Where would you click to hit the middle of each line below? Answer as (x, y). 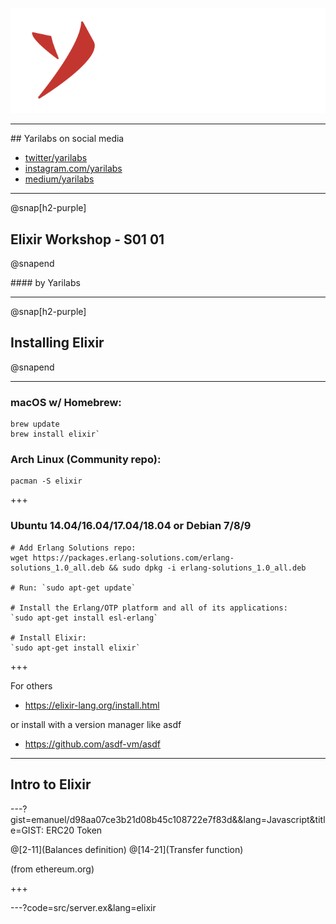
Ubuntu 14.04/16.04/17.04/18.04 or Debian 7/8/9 (131, 526)
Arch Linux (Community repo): (86, 460)
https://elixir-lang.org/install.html (92, 705)
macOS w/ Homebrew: (66, 402)
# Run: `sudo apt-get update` (73, 588)
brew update (35, 424)
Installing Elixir (57, 343)
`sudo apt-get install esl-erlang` (84, 618)
